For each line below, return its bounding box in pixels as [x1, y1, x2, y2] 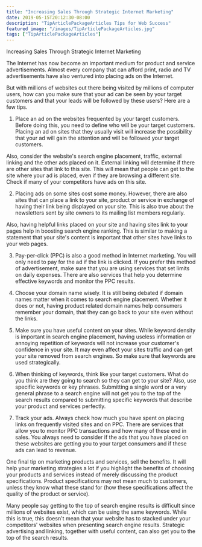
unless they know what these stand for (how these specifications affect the [6, 484, 193, 491]
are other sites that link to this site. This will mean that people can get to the [6, 166, 194, 173]
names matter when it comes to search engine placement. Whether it [14, 296, 187, 303]
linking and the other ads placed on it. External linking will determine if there [6, 159, 195, 166]
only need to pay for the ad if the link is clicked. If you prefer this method [14, 258, 196, 266]
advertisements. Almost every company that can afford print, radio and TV [6, 66, 191, 73]
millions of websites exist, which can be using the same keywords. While [6, 508, 187, 516]
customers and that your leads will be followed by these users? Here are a [6, 97, 191, 105]
